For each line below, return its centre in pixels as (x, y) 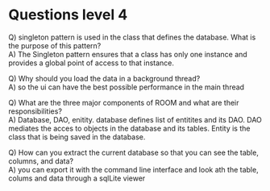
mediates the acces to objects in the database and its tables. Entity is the (129, 128)
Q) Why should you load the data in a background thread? (104, 78)
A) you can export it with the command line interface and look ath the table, (134, 169)
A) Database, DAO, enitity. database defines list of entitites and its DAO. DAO (135, 119)
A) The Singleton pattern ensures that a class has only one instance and (128, 54)
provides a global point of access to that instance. (91, 63)
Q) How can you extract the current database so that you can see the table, (134, 152)
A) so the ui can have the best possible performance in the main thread (126, 87)
